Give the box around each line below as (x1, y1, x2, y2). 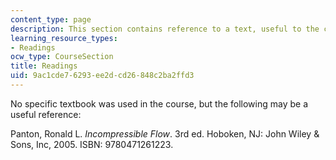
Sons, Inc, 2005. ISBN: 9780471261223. (10, 138, 174, 150)
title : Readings (10, 61, 78, 71)
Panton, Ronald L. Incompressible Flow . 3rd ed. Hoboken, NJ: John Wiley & (10, 127, 320, 140)
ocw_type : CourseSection (10, 52, 114, 62)
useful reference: (10, 108, 82, 120)
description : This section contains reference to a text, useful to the (10, 24, 320, 34)
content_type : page (10, 14, 92, 25)
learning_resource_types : (10, 33, 118, 43)
